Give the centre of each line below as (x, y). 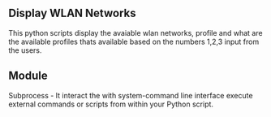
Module (28, 76)
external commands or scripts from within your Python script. (111, 104)
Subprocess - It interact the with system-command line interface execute (131, 95)
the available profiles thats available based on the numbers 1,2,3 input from (134, 41)
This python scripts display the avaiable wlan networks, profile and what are (135, 32)
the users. (25, 50)
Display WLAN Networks (72, 13)
